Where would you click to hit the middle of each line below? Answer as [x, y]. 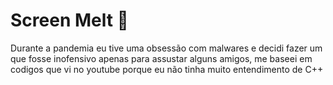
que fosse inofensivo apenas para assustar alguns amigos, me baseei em [161, 58]
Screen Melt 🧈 [69, 20]
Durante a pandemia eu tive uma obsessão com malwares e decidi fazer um [166, 48]
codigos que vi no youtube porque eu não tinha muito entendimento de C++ [167, 69]
